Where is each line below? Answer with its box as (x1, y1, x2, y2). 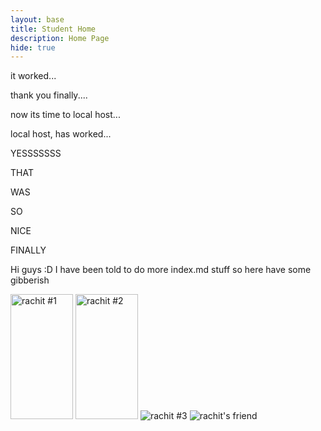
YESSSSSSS (10, 147, 62, 160)
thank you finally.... (10, 89, 88, 101)
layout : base (10, 14, 65, 25)
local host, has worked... (10, 128, 112, 140)
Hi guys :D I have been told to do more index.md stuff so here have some (10, 264, 312, 276)
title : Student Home (10, 24, 97, 34)
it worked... (10, 70, 57, 82)
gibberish (10, 274, 50, 286)
